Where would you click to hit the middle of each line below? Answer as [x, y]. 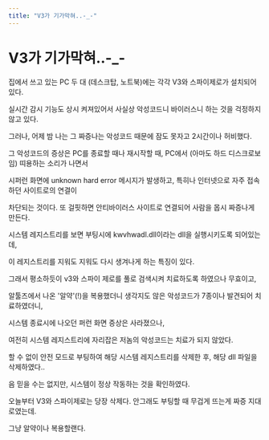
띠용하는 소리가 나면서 [53, 163]
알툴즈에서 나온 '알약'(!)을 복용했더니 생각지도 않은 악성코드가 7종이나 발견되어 [131, 295]
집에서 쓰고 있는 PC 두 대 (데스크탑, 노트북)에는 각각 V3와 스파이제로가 [118, 82]
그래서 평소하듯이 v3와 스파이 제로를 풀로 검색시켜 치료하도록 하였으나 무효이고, [132, 279]
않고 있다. [23, 119]
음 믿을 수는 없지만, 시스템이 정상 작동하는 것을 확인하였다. [99, 384]
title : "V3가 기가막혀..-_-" [53, 16]
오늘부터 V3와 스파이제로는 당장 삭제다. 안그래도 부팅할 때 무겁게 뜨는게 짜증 [127, 401]
